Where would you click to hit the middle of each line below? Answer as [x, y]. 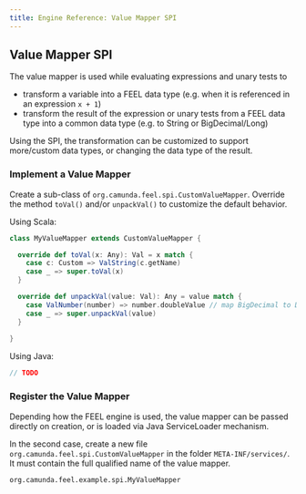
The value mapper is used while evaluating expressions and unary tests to [148, 77]
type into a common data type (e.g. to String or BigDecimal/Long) [145, 123]
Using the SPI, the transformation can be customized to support [129, 141]
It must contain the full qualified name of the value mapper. [120, 463]
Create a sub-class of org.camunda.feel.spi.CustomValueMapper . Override [147, 194]
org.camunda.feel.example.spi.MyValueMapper [95, 479]
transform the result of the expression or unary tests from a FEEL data [154, 114]
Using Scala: [33, 221]
